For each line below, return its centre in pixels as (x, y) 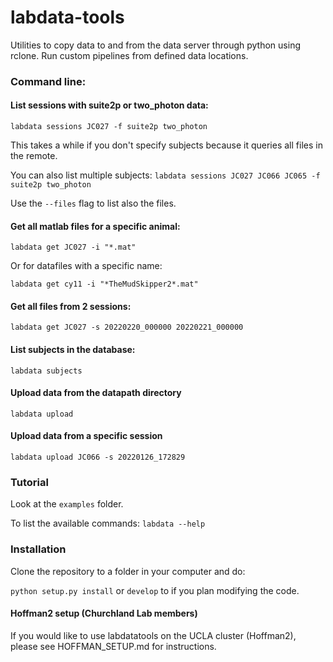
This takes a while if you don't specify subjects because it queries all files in (166, 145)
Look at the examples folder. (67, 504)
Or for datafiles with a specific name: (86, 266)
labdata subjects (46, 371)
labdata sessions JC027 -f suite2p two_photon (109, 127)
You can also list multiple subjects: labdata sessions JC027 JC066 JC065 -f (165, 175)
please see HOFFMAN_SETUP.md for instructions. (113, 646)
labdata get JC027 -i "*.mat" (73, 247)
